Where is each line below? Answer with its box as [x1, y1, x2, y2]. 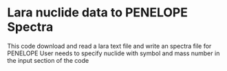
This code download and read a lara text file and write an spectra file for [7, 42, 212, 50]
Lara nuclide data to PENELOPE [7, 5, 188, 20]
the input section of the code [7, 56, 89, 64]
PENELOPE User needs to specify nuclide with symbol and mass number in [7, 49, 220, 57]
